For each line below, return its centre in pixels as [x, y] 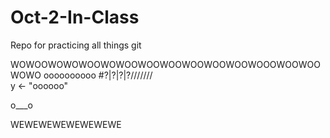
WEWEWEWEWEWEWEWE [66, 124]
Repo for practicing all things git [76, 45]
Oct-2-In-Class [75, 17]
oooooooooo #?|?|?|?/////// [98, 75]
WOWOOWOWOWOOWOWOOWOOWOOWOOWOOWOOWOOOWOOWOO [165, 64]
